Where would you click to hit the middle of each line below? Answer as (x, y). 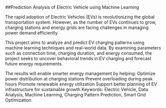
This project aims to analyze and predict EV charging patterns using (75, 42)
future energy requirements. (34, 64)
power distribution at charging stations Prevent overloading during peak (79, 79)
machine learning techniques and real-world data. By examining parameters (83, 48)
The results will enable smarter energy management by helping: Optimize (80, 73)
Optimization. (19, 100)
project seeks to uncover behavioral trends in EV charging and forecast (78, 58)
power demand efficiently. (32, 33)
